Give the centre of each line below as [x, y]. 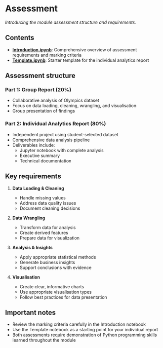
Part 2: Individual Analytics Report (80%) [56, 124]
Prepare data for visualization [50, 238]
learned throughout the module [44, 340]
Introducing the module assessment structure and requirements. [71, 22]
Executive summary [40, 155]
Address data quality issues [48, 203]
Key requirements [33, 176]
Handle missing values [42, 197]
